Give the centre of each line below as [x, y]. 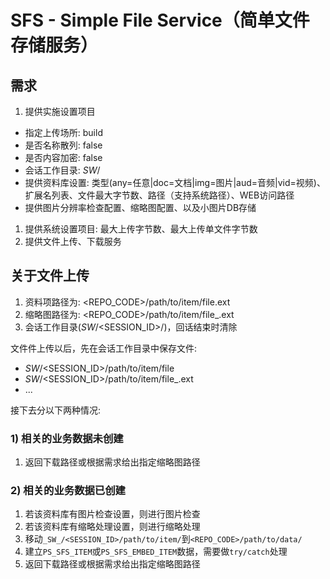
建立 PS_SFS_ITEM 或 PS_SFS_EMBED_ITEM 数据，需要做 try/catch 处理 [156, 552]
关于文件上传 [50, 276]
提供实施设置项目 [60, 111]
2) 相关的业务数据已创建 [68, 491]
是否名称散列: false [63, 145]
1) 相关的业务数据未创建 [67, 438]
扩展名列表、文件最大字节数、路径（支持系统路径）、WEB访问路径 [159, 195]
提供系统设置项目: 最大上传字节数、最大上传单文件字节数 [141, 229]
